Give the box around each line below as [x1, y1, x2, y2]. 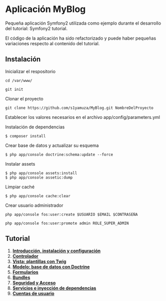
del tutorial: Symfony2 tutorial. [5, 25, 68, 31]
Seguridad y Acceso [12, 279, 56, 285]
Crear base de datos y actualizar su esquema [5, 142, 99, 148]
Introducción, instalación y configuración [12, 247, 101, 254]
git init [5, 87, 24, 92]
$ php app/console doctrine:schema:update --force [5, 152, 113, 157]
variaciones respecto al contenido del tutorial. [5, 40, 100, 46]
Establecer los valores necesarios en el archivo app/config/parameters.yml [5, 114, 160, 120]
